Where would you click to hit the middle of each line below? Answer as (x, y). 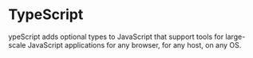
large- (235, 37)
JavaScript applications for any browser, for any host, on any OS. (134, 44)
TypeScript (46, 15)
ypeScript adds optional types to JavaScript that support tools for (116, 37)
